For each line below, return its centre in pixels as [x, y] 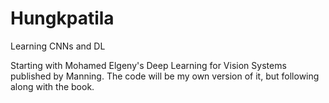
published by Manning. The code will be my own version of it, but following [165, 76]
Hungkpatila [62, 18]
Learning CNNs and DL [58, 46]
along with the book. [52, 86]
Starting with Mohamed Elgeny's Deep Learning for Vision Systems [148, 65]
